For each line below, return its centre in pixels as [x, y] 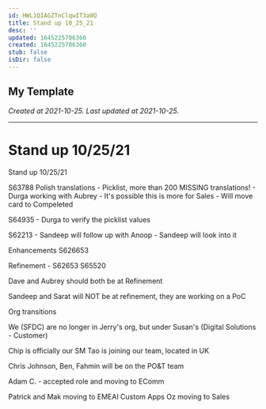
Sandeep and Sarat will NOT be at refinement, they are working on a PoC [127, 296]
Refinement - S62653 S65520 [57, 265]
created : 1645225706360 [47, 45]
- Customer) [28, 335]
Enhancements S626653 [49, 250]
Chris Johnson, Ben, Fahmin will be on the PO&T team [96, 365]
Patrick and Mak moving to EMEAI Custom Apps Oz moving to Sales [119, 396]
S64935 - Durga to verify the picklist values [79, 219]
